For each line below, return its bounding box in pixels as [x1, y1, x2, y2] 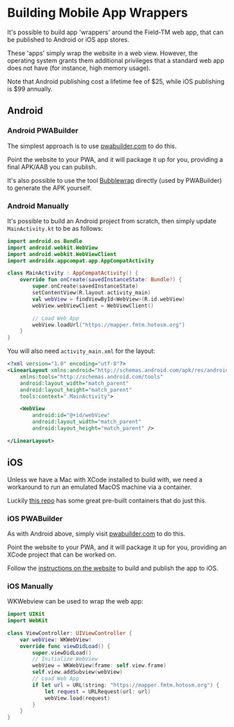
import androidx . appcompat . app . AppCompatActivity [7, 257, 155, 264]
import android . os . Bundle [7, 237, 82, 245]
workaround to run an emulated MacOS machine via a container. [7, 483, 192, 491]
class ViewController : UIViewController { [7, 629, 132, 636]
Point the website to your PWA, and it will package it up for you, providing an [7, 543, 227, 551]
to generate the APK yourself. [7, 183, 92, 192]
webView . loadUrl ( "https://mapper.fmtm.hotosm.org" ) [32, 321, 186, 329]
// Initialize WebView [32, 656, 98, 663]
